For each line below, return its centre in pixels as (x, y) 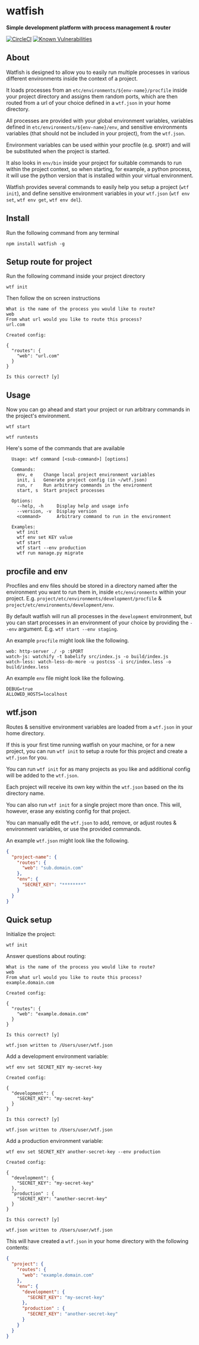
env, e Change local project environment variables (86, 475)
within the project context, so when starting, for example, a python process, (99, 169)
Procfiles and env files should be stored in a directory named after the (91, 586)
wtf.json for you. (27, 757)
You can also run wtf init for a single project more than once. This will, (94, 805)
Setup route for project (49, 261)
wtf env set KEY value (45, 538)
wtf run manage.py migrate (50, 553)
